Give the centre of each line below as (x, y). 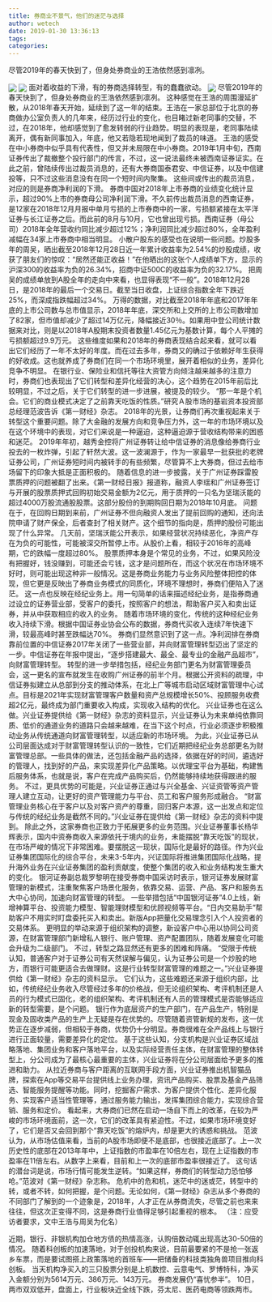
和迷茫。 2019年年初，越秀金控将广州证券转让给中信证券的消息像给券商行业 (134, 442)
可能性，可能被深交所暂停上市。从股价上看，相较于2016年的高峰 (144, 543)
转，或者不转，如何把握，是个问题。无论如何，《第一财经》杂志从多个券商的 (134, 1191)
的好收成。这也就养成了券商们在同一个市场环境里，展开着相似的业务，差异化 (136, 361)
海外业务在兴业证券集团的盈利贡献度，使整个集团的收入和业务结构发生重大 (139, 867)
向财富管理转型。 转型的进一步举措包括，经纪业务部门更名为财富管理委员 (130, 664)
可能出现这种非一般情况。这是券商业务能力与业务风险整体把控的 (142, 574)
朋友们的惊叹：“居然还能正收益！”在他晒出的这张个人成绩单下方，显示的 (142, 259)
